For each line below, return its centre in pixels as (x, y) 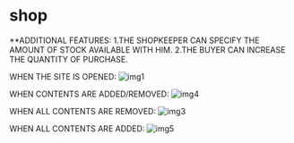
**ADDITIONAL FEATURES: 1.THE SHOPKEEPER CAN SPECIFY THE (134, 40)
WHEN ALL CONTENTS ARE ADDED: (77, 128)
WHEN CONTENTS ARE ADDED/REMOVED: (89, 94)
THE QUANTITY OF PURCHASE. (69, 59)
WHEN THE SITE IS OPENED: (63, 76)
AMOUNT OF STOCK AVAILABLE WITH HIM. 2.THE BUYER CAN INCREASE (147, 49)
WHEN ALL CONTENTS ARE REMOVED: (83, 111)
